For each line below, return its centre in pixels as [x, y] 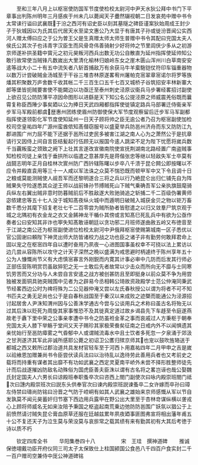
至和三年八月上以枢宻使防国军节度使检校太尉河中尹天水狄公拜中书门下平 [104, 9]
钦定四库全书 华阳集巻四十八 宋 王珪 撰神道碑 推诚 [103, 441]
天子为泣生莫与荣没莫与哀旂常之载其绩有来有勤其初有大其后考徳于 [112, 421]
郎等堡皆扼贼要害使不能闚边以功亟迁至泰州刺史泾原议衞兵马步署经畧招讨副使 [99, 90]
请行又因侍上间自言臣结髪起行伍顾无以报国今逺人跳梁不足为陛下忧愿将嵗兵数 [99, 141]
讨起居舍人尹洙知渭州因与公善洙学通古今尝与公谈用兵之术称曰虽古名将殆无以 [99, 303]
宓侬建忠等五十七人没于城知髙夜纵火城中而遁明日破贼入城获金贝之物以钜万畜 [99, 200]
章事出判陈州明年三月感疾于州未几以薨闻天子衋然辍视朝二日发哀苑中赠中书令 [99, 16]
